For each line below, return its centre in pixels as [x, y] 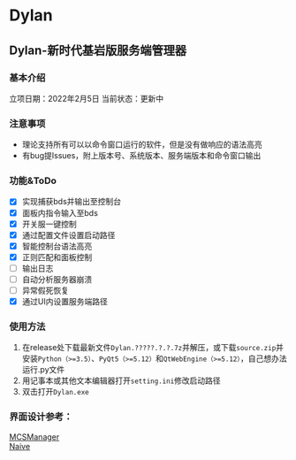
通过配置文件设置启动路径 [68, 234]
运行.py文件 [43, 370]
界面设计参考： [41, 417]
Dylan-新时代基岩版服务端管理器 [98, 50]
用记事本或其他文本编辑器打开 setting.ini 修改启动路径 [121, 380]
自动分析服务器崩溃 [57, 279]
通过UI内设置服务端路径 [65, 302]
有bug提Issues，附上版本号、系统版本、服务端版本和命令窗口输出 [141, 156]
